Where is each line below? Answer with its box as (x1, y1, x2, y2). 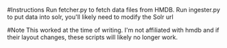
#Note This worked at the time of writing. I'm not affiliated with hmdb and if (7, 26, 219, 34)
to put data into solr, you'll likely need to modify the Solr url (7, 13, 174, 21)
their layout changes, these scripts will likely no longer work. (7, 33, 178, 41)
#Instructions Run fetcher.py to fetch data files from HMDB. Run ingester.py (7, 6, 221, 14)
